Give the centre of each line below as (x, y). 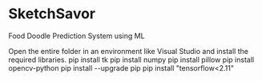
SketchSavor (52, 14)
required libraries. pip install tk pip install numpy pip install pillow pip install (131, 60)
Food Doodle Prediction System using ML (77, 36)
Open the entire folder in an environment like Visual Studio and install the (128, 51)
